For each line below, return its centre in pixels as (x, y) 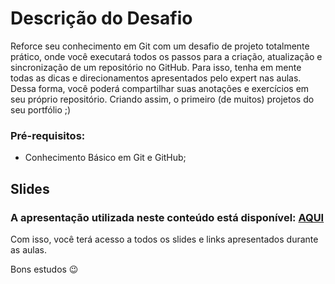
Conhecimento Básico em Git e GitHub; (105, 158)
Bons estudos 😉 (44, 269)
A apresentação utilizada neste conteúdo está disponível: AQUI (167, 217)
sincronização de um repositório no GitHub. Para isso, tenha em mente (156, 67)
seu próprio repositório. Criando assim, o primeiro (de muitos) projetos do (162, 99)
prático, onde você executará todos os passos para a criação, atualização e (166, 56)
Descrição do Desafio (101, 18)
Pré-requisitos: (48, 135)
